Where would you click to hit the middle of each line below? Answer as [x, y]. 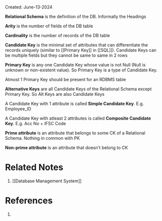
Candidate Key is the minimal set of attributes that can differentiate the [76, 45]
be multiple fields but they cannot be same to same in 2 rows [66, 55]
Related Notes [34, 167]
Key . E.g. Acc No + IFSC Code [36, 123]
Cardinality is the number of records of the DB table [58, 35]
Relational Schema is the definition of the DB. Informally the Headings [76, 16]
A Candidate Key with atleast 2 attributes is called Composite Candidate [78, 118]
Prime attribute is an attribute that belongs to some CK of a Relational [75, 133]
